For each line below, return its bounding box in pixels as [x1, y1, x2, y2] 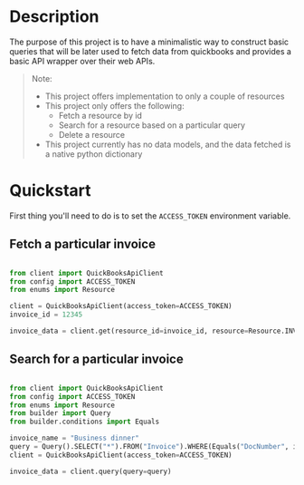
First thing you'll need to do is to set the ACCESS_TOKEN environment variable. [9, 210, 291, 221]
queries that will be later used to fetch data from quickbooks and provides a [9, 45, 292, 56]
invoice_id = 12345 [9, 310, 83, 319]
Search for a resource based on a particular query [58, 120, 246, 131]
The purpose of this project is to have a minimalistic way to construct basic [9, 36, 290, 47]
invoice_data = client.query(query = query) [9, 467, 172, 476]
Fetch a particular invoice [9, 237, 157, 252]
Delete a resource [58, 129, 126, 140]
